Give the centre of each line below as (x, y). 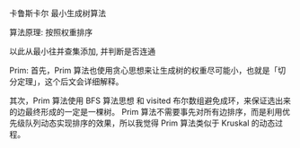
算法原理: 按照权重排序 (51, 32)
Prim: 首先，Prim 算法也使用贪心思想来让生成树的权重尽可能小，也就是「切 (147, 70)
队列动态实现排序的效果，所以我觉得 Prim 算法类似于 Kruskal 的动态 (150, 123)
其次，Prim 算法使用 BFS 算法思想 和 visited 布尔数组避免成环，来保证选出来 (150, 100)
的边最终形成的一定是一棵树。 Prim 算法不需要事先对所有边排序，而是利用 (146, 112)
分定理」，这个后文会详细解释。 (66, 82)
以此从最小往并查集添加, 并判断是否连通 (82, 51)
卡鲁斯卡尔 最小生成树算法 (57, 13)
